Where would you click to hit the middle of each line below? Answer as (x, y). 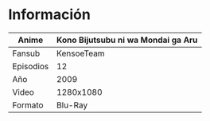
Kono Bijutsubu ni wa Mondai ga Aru (127, 40)
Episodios (31, 66)
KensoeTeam (81, 53)
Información (50, 15)
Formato (28, 105)
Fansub (26, 53)
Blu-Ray (72, 105)
